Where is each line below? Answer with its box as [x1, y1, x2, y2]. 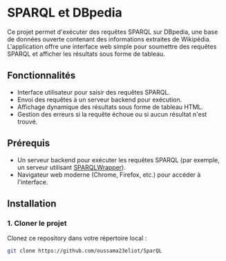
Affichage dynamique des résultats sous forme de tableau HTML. [17, 102, 204, 111]
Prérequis [7, 137, 50, 149]
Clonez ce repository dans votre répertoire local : [7, 234, 147, 242]
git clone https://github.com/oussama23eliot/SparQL [7, 247, 162, 255]
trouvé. [17, 117, 38, 126]
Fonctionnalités [7, 70, 76, 81]
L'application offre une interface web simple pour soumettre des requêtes [7, 42, 217, 50]
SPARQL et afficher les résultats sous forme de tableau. [7, 50, 166, 58]
